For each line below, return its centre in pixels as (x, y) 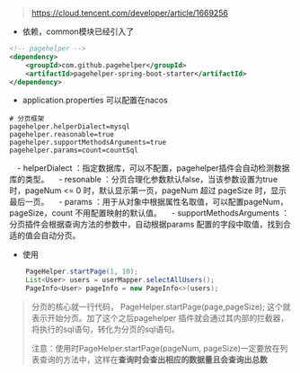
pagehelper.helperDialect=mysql (70, 127)
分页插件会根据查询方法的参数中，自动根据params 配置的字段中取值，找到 (146, 225)
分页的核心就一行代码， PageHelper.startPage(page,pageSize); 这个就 (161, 306)
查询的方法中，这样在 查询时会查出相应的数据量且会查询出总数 (153, 360)
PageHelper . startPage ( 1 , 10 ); (82, 272)
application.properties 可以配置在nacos (95, 100)
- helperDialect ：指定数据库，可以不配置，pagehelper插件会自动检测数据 (153, 168)
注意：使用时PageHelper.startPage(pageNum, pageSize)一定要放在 (155, 348)
